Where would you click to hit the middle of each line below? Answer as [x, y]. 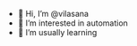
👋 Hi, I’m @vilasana [53, 14]
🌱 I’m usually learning [57, 32]
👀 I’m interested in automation [73, 23]
